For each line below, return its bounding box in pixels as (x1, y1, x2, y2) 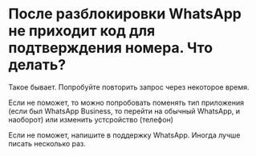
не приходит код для (8, 22, 156, 40)
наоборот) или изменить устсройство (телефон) (8, 114, 174, 124)
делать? (8, 56, 67, 74)
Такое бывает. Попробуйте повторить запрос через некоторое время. (8, 82, 250, 92)
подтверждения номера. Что (8, 39, 213, 57)
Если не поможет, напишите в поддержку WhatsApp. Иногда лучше (8, 130, 241, 140)
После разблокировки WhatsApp (8, 5, 242, 23)
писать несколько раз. (8, 138, 87, 148)
